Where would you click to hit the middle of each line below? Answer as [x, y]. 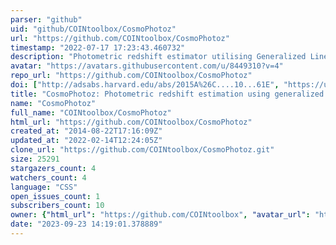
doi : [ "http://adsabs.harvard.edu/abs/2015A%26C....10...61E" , [145, 85]
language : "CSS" [44, 187]
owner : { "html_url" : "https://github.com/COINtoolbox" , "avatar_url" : [160, 215]
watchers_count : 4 [48, 177]
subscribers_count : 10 [57, 206]
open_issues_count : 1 [55, 196]
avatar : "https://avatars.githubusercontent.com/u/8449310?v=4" [147, 66]
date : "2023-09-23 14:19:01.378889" [86, 224]
